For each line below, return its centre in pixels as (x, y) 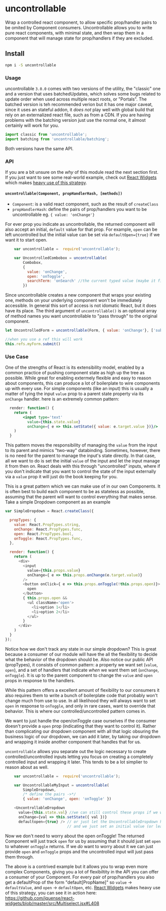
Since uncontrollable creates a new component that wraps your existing (78, 295)
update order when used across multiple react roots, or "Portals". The (76, 99)
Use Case (17, 356)
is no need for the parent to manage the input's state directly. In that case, (81, 455)
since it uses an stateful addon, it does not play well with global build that (80, 109)
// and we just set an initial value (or (110, 826)
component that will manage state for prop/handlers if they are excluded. (80, 38)
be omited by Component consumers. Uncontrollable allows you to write (79, 27)
